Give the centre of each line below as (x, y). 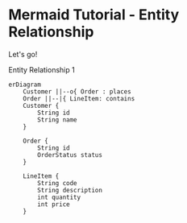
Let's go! (23, 54)
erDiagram (25, 85)
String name (58, 120)
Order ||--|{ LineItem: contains (79, 98)
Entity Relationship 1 (42, 69)
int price (54, 204)
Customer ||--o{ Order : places (77, 91)
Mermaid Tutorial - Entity (94, 15)
